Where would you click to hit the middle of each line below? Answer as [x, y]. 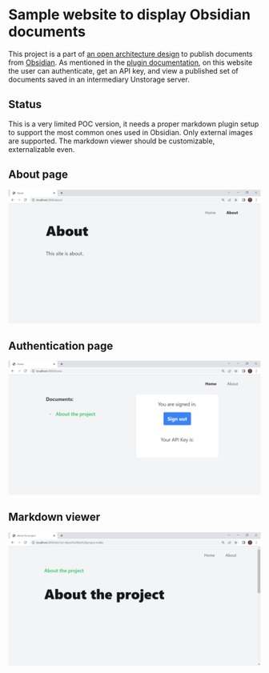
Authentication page [61, 346]
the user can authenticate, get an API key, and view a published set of [123, 70]
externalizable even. [42, 149]
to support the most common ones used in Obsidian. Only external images [131, 132]
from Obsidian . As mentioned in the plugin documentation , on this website [130, 62]
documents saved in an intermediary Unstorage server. [99, 79]
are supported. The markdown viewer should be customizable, [112, 141]
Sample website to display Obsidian [129, 15]
